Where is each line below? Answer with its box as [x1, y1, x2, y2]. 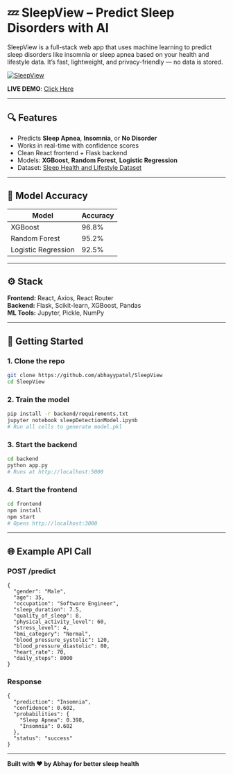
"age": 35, [13, 594, 45, 601]
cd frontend [7, 500, 42, 507]
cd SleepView [7, 378, 45, 385]
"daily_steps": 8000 [13, 655, 73, 662]
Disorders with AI [7, 20, 109, 36]
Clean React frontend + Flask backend [17, 148, 128, 157]
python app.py [7, 462, 49, 469]
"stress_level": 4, [13, 625, 70, 632]
